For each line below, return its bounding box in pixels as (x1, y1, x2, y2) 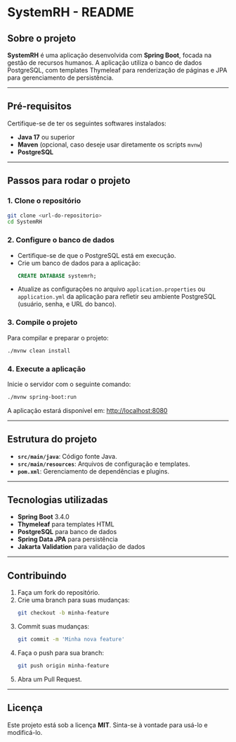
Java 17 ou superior (17, 132, 75, 141)
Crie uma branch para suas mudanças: (17, 596, 130, 605)
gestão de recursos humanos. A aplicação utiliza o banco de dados (7, 58, 202, 67)
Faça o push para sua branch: (17, 648, 104, 657)
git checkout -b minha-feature (17, 610, 110, 617)
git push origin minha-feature (17, 662, 110, 669)
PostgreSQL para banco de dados (17, 528, 117, 536)
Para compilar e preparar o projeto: (7, 333, 109, 342)
